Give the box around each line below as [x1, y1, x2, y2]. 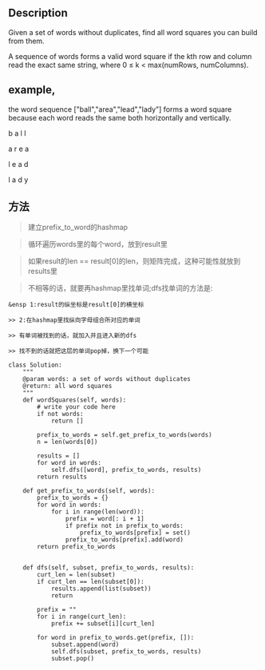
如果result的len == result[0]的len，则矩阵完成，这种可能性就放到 [27, 256, 241, 266]
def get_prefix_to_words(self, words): [22, 487, 156, 495]
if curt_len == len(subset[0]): [37, 578, 145, 586]
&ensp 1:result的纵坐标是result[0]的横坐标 [8, 301, 144, 309]
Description [8, 6, 68, 20]
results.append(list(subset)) [50, 585, 152, 593]
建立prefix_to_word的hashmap [27, 223, 129, 232]
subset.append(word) [50, 640, 120, 649]
